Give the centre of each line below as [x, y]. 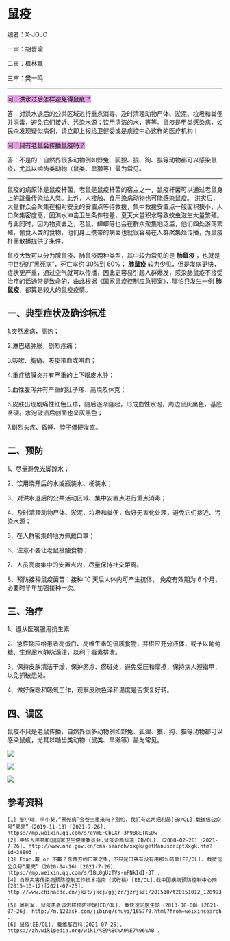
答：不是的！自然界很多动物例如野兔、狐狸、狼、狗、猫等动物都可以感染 [109, 160]
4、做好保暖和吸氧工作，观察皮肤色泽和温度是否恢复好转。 [90, 690]
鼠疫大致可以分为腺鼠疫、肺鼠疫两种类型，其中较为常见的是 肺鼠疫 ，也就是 [114, 255]
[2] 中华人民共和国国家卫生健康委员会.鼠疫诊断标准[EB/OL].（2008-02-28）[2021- [113, 840]
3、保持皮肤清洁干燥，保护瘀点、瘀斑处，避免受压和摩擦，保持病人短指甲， [114, 667]
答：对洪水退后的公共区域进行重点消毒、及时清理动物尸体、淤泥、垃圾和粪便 [115, 113]
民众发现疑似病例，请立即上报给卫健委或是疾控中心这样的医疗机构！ [103, 130]
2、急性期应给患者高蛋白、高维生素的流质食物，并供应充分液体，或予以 [108, 644]
